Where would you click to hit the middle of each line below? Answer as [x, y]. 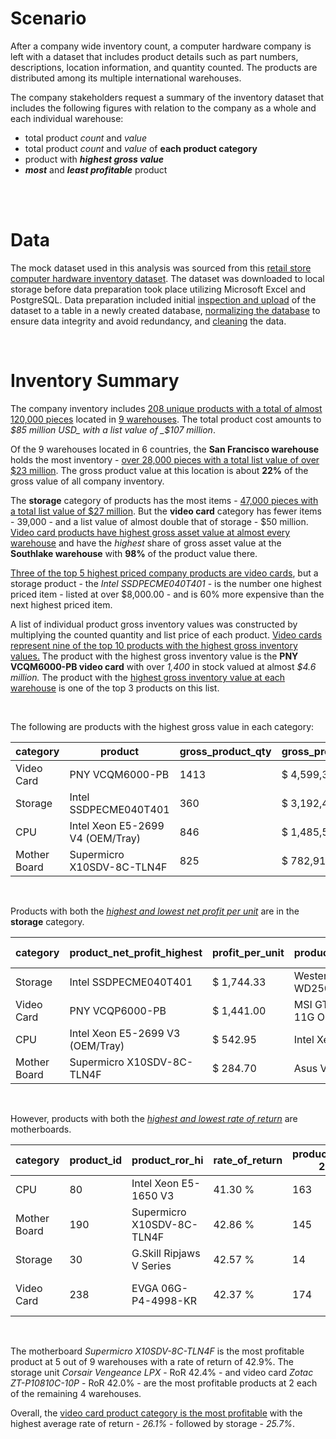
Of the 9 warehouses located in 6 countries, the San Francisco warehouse [165, 449]
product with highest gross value [94, 159]
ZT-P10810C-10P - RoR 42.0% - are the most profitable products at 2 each [164, 1383]
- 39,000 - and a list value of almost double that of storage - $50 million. [159, 521]
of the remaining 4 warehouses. [76, 1393]
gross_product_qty [225, 751]
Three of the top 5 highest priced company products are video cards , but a [164, 573]
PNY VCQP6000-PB [118, 1010]
